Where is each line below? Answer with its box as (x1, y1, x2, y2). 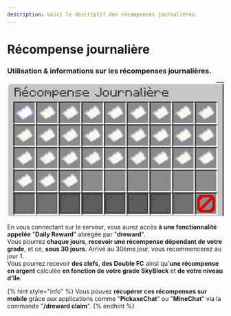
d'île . (7, 273, 22, 282)
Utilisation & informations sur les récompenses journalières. (7, 66, 212, 76)
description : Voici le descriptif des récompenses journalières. (7, 11, 198, 18)
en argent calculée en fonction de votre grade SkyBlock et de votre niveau (7, 267, 223, 275)
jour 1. (7, 251, 24, 260)
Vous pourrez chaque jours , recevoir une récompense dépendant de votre (7, 237, 222, 245)
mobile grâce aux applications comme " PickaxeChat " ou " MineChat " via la (7, 294, 221, 302)
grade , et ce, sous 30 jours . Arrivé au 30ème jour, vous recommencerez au (7, 245, 222, 253)
